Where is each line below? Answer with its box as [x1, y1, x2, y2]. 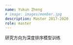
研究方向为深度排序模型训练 [5, 35, 61, 41]
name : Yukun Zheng [5, 7, 42, 12]
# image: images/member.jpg [5, 12, 62, 17]
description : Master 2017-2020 [5, 16, 69, 21]
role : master [5, 21, 32, 26]
